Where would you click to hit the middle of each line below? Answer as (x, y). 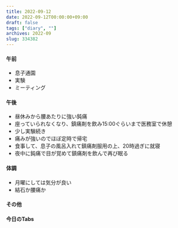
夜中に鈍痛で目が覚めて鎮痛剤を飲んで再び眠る (71, 154)
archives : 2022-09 (29, 34)
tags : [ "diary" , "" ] (32, 28)
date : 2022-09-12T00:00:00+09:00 (47, 17)
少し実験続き (30, 131)
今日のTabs (20, 219)
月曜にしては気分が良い (43, 182)
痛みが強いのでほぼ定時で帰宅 (51, 139)
